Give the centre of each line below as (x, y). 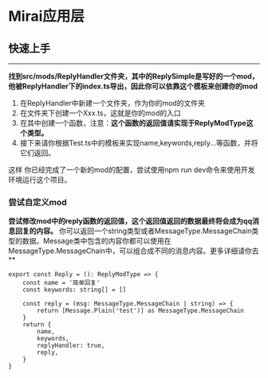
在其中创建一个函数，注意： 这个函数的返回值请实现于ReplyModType (133, 123)
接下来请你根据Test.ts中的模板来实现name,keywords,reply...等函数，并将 (139, 143)
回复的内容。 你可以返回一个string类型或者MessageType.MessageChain (133, 231)
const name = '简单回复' (61, 283)
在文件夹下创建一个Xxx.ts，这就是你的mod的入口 (100, 113)
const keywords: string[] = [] (75, 290)
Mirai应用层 (47, 16)
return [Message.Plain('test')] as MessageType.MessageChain (141, 311)
